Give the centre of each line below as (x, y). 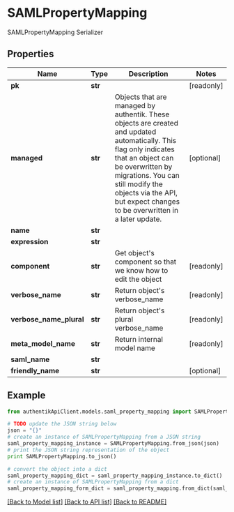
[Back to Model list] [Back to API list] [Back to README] (87, 502)
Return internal (139, 339)
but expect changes (147, 202)
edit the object (138, 279)
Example (26, 396)
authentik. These (142, 114)
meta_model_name (43, 343)
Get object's (134, 253)
